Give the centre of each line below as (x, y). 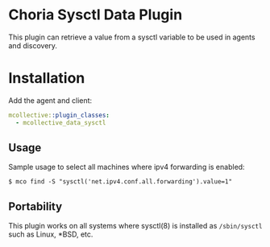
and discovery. (33, 45)
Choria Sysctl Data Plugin (96, 15)
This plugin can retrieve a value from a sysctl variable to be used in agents (132, 37)
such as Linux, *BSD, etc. (51, 234)
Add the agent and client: (50, 100)
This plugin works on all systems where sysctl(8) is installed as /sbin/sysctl (135, 226)
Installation (47, 78)
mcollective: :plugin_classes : (59, 115)
